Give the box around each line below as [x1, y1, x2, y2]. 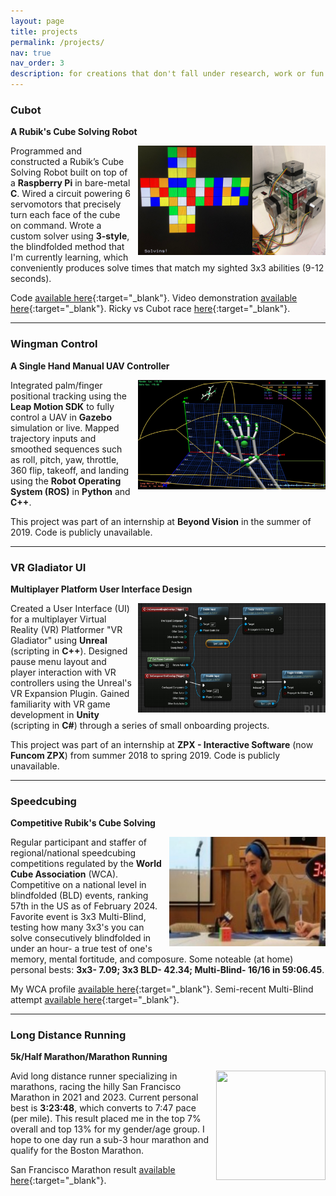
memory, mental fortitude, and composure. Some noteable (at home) [10, 953, 294, 965]
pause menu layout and [10, 655, 107, 667]
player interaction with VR [10, 666, 117, 678]
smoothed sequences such [10, 443, 123, 455]
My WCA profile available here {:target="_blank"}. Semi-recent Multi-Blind [10, 983, 314, 995]
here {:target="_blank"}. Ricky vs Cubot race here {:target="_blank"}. [10, 303, 291, 315]
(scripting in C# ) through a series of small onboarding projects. [10, 719, 270, 731]
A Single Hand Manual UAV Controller [10, 360, 170, 372]
